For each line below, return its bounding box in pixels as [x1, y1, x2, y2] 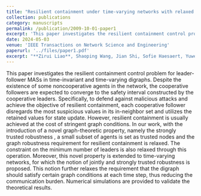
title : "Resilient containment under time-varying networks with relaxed [6, 8, 194, 15]
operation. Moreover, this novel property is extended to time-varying [6, 152, 175, 159]
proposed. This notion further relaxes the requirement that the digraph [6, 165, 179, 172]
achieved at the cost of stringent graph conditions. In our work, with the [6, 120, 183, 127]
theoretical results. [6, 183, 53, 191]
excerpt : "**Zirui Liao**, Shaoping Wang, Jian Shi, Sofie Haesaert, [6, 53, 184, 59]
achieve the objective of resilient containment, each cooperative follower [6, 101, 185, 108]
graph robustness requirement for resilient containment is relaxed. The [6, 139, 181, 146]
